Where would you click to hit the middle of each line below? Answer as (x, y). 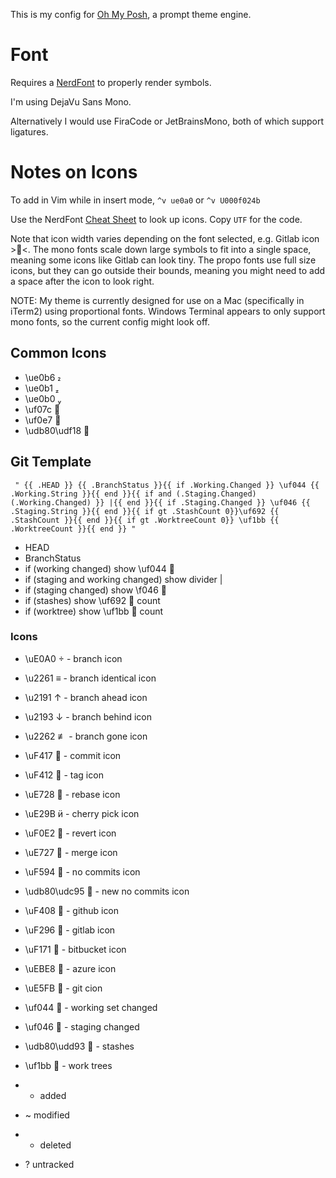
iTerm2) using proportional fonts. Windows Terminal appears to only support (168, 311)
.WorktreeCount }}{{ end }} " (73, 529)
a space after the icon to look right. (82, 281)
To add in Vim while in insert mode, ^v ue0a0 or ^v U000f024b (135, 200)
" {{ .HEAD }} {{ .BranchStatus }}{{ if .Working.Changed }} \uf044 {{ (167, 485)
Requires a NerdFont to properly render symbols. (111, 82)
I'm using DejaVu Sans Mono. (71, 101)
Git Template (51, 462)
